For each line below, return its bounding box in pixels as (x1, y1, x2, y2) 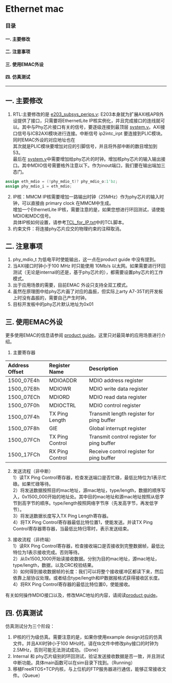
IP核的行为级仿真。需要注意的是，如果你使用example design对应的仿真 (12, 634, 163, 640)
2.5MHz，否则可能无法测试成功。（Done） (12, 647, 101, 653)
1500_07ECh (8, 393, 40, 401)
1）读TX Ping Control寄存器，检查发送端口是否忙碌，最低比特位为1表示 (12, 474, 162, 481)
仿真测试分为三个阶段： (5, 623, 55, 629)
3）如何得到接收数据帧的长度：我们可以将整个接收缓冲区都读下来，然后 (12, 568, 164, 575)
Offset (8, 368, 24, 376)
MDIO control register (89, 402, 141, 409)
